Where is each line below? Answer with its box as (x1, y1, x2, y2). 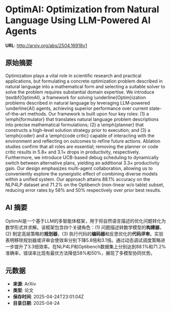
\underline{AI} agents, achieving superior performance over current (5, 105, 148, 111)
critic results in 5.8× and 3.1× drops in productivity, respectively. (5, 149, 140, 155)
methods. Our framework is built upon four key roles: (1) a (27, 110, 149, 116)
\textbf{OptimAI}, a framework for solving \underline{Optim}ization (5, 94, 146, 101)
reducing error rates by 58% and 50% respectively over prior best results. (5, 187, 162, 193)
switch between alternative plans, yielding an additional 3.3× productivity (5, 160, 160, 166)
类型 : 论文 (12, 287, 34, 294)
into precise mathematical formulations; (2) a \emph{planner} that (5, 122, 144, 128)
